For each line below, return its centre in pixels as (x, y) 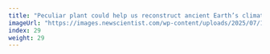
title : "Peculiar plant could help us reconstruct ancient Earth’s (124, 15)
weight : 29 (27, 38)
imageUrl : (25, 23)
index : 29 (25, 30)
